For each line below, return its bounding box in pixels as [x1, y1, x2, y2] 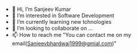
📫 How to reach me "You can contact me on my [11, 32, 132, 38]
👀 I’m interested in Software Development [11, 12, 115, 19]
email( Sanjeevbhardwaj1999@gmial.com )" [11, 40, 117, 47]
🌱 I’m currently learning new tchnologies [11, 18, 112, 25]
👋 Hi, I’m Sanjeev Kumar [11, 6, 71, 13]
